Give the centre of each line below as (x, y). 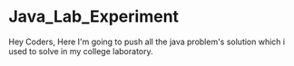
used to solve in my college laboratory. (81, 51)
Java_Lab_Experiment (93, 17)
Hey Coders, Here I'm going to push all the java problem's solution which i (147, 42)
